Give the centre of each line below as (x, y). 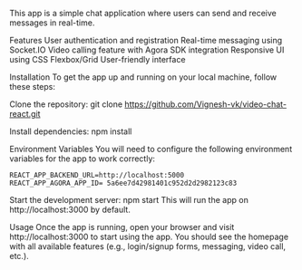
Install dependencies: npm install (71, 131)
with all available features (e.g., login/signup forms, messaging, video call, (148, 246)
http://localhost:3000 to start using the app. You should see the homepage (149, 236)
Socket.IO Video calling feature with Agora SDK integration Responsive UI (147, 50)
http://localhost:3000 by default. (70, 209)
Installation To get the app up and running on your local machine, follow (143, 77)
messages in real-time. (52, 23)
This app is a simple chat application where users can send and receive (143, 13)
